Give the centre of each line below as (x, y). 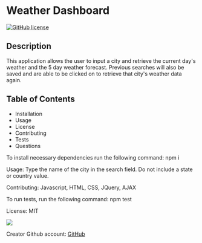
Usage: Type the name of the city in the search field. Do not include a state (100, 169)
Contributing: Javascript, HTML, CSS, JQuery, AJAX (71, 187)
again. (14, 80)
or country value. (28, 175)
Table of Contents (41, 99)
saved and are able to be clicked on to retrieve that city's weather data (94, 74)
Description (29, 46)
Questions (28, 146)
